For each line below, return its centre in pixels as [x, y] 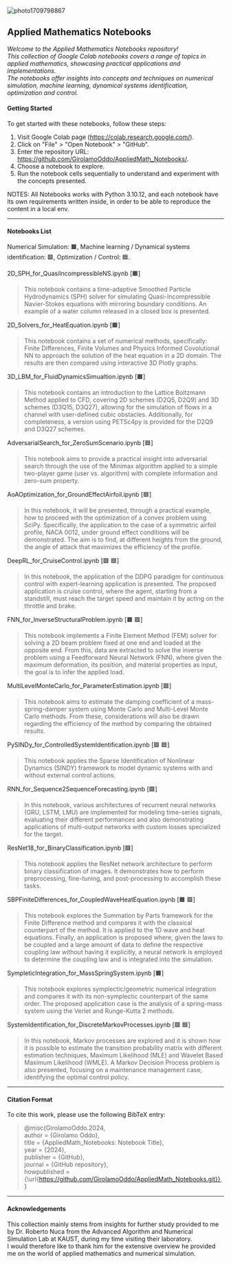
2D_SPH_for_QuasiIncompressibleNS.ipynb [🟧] [74, 274]
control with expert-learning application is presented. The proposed [120, 584]
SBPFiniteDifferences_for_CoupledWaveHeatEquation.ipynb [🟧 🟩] [101, 900]
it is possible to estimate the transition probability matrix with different [123, 1048]
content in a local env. [38, 209]
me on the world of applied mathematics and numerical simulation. [101, 1253]
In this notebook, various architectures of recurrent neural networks [120, 805]
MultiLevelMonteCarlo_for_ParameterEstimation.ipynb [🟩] [89, 686]
